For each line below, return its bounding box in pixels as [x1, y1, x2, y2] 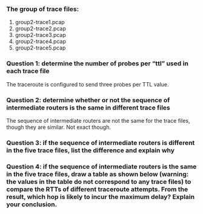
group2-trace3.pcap [15, 31, 67, 39]
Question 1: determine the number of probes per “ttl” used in [6, 59, 189, 68]
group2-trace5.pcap [15, 44, 66, 51]
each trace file [6, 67, 50, 76]
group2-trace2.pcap [15, 25, 67, 32]
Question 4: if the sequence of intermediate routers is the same [6, 162, 197, 170]
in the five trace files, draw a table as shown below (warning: [6, 170, 189, 178]
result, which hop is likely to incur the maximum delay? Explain [6, 192, 195, 201]
